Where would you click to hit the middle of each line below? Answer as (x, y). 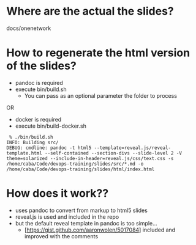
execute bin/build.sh (41, 89)
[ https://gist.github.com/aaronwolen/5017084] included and (100, 230)
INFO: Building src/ (33, 142)
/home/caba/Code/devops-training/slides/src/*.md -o (75, 164)
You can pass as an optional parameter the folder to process (101, 95)
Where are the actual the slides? (90, 11)
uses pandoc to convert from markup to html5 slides (81, 210)
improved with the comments (61, 236)
